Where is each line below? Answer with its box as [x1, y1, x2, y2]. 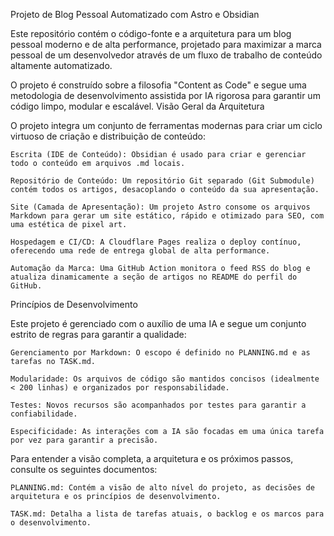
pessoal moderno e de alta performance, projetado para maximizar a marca [10, 39, 322, 50]
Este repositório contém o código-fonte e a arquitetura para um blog [10, 28, 292, 39]
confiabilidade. [10, 409, 78, 419]
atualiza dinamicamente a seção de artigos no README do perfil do [10, 272, 298, 282]
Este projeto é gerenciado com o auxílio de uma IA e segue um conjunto [10, 318, 307, 329]
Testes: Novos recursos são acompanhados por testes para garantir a [10, 400, 307, 410]
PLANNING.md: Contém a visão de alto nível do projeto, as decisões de [10, 483, 315, 493]
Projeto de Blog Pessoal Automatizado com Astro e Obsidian [10, 9, 260, 20]
